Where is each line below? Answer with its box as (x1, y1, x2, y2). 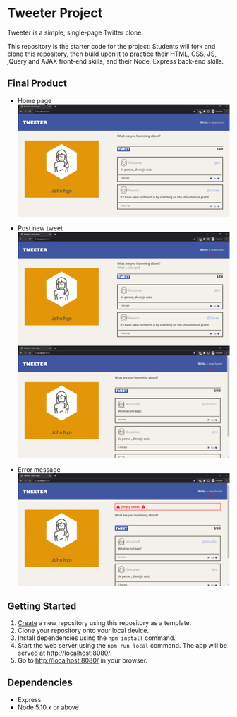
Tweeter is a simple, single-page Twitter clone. (7, 28, 143, 37)
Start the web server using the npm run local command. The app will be (17, 641, 228, 649)
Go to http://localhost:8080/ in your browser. (17, 656, 148, 665)
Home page (17, 96, 52, 105)
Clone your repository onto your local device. (17, 626, 150, 634)
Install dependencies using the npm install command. (17, 634, 176, 642)
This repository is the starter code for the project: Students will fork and (7, 42, 216, 50)
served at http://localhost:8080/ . (17, 648, 112, 657)
